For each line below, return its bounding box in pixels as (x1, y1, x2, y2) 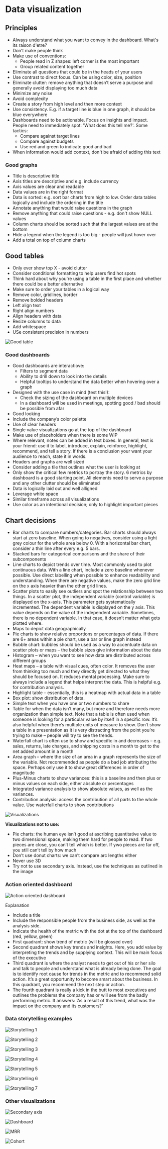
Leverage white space (12, 491, 59, 497)
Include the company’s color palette (12, 416, 87, 422)
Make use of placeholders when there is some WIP (12, 432, 118, 438)
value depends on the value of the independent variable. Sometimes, (12, 610, 155, 616)
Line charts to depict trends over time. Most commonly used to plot (12, 561, 152, 567)
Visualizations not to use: (5, 821, 60, 827)
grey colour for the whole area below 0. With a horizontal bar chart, (12, 540, 152, 546)
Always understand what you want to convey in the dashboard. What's (12, 37, 159, 43)
